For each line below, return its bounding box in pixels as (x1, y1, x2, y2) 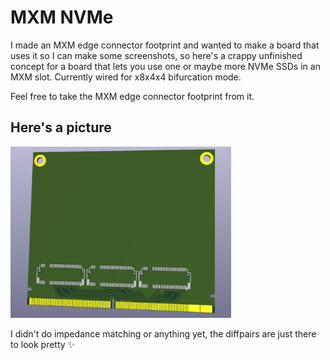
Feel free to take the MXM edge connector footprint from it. (10, 90, 255, 102)
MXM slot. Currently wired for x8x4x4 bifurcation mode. (10, 71, 242, 83)
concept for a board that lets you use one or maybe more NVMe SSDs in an (10, 60, 321, 72)
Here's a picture (10, 119, 112, 136)
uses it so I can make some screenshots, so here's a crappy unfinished (10, 49, 303, 61)
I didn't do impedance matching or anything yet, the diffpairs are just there (10, 328, 317, 340)
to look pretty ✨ (10, 339, 76, 351)
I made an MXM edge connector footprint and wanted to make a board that (10, 39, 320, 51)
